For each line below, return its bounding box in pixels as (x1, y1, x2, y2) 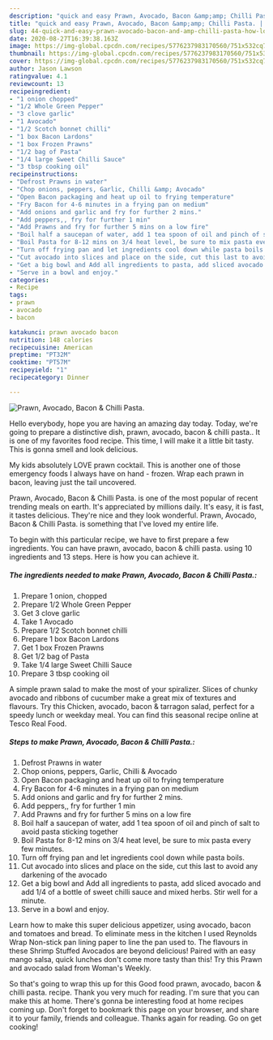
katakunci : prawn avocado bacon (9, 328, 118, 337)
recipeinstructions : (9, 170, 79, 178)
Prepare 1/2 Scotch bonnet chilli (20, 625, 128, 635)
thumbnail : (9, 49, 46, 58)
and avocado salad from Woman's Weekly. (9, 963, 152, 973)
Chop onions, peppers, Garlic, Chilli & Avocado (20, 766, 177, 776)
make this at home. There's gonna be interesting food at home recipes (9, 995, 244, 1006)
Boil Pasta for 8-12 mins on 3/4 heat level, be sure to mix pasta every (20, 835, 252, 844)
